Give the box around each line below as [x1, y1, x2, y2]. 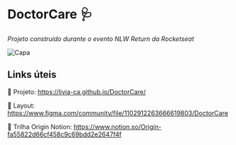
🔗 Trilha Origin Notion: [7, 122, 73, 131]
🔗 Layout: [7, 101, 36, 110]
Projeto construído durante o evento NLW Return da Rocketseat [7, 34, 194, 43]
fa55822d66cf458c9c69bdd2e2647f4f [7, 129, 122, 139]
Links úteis [7, 69, 57, 81]
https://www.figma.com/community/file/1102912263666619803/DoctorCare [7, 108, 229, 117]
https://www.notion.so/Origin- [73, 122, 162, 131]
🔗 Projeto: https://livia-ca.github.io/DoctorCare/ [7, 87, 146, 96]
